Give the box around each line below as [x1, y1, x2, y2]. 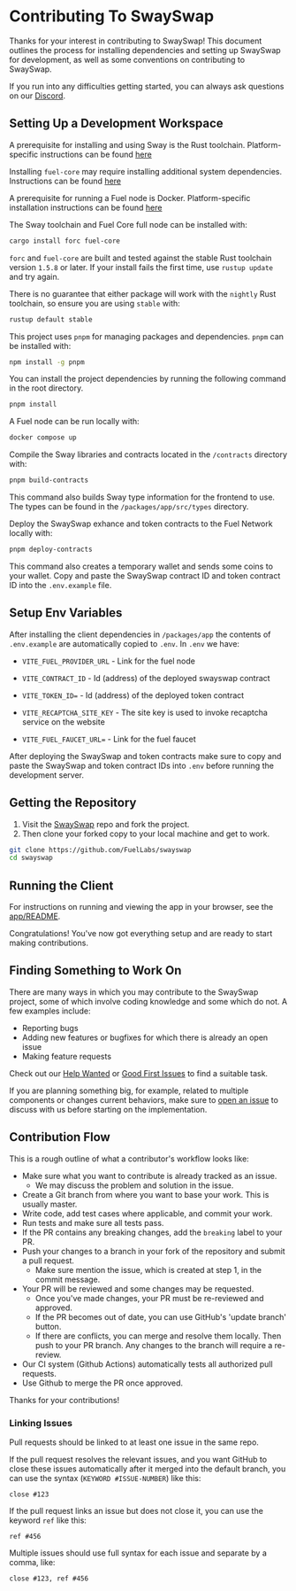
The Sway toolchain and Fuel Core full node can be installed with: [9, 219, 247, 229]
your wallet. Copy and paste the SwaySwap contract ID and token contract [9, 570, 281, 581]
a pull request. [21, 1255, 75, 1266]
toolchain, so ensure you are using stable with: [9, 298, 181, 308]
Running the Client [9, 878, 114, 893]
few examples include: [9, 1005, 91, 1016]
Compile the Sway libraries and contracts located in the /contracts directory [9, 449, 288, 460]
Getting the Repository [9, 795, 137, 811]
